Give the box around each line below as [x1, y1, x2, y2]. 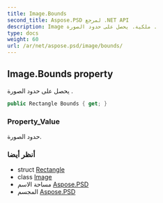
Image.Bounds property [7, 68, 114, 80]
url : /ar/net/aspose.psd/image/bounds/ [7, 42, 123, 49]
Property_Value [7, 116, 61, 126]
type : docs [7, 29, 39, 37]
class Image [17, 173, 52, 181]
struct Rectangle [17, 165, 65, 174]
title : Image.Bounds [7, 10, 68, 17]
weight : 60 [7, 36, 39, 43]
